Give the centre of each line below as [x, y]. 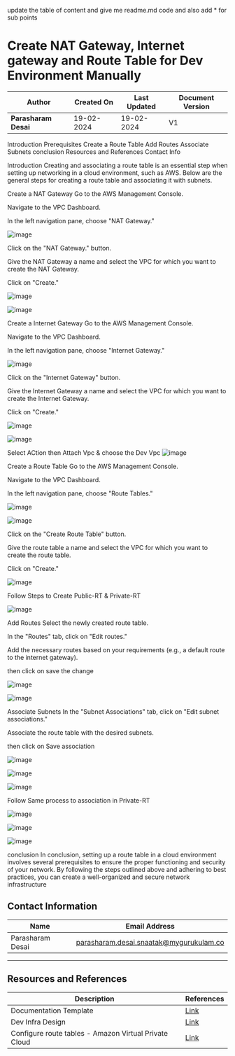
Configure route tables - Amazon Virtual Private [90, 1033]
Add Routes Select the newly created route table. [78, 623]
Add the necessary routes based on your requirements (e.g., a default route [116, 649]
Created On [94, 102]
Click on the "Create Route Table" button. [67, 534]
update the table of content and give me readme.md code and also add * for [117, 10]
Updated [141, 106]
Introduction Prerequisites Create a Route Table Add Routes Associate [108, 144]
